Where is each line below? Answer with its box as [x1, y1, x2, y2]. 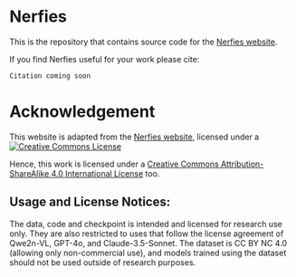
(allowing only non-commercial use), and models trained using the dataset [9, 247, 287, 258]
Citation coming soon [9, 71, 91, 81]
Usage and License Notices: [9, 195, 171, 210]
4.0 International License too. [51, 167, 160, 178]
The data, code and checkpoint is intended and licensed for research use [9, 218, 282, 229]
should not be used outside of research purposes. [9, 256, 196, 268]
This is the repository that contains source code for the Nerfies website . [9, 36, 278, 47]
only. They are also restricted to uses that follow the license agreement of [9, 228, 284, 239]
